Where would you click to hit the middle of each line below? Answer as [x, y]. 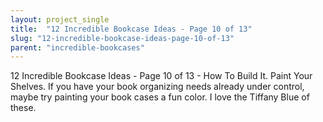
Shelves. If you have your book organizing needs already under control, [157, 87]
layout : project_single [60, 19]
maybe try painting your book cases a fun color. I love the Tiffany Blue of [160, 97]
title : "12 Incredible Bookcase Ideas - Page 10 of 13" [131, 29]
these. [23, 108]
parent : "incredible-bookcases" [77, 47]
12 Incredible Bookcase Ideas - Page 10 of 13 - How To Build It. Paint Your [161, 76]
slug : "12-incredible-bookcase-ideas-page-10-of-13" [122, 38]
